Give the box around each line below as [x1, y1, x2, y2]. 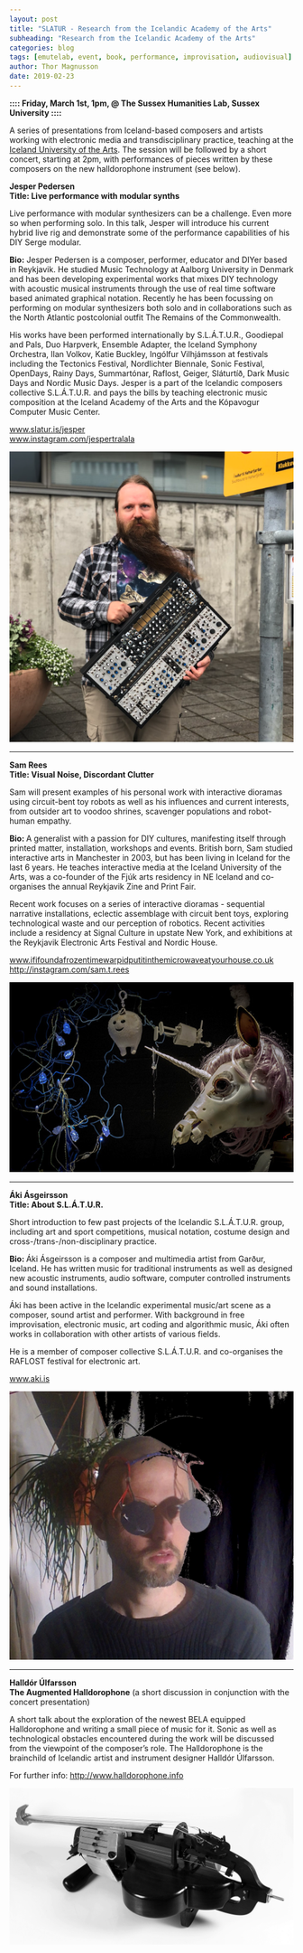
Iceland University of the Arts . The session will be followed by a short [9, 144, 267, 155]
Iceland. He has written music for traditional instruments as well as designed [9, 1263, 293, 1274]
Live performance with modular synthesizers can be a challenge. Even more [9, 208, 292, 219]
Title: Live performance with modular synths [9, 190, 180, 201]
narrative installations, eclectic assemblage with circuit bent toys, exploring [9, 909, 289, 920]
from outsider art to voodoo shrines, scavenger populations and [9, 806, 247, 817]
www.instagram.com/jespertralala [9, 433, 135, 444]
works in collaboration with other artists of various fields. [9, 1329, 221, 1340]
